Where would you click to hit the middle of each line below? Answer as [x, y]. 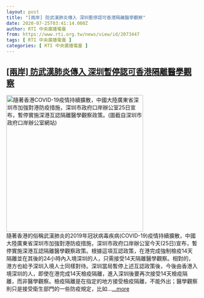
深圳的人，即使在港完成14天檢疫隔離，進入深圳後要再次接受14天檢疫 [97, 273]
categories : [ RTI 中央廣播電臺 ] [47, 46]
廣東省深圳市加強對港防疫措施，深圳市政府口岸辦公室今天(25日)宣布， [104, 243]
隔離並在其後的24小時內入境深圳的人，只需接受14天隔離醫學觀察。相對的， [100, 258]
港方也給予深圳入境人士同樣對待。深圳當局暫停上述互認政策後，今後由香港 [99, 266]
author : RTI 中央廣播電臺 [36, 29]
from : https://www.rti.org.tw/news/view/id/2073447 [73, 35]
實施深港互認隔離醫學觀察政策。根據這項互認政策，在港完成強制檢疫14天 [102, 251]
